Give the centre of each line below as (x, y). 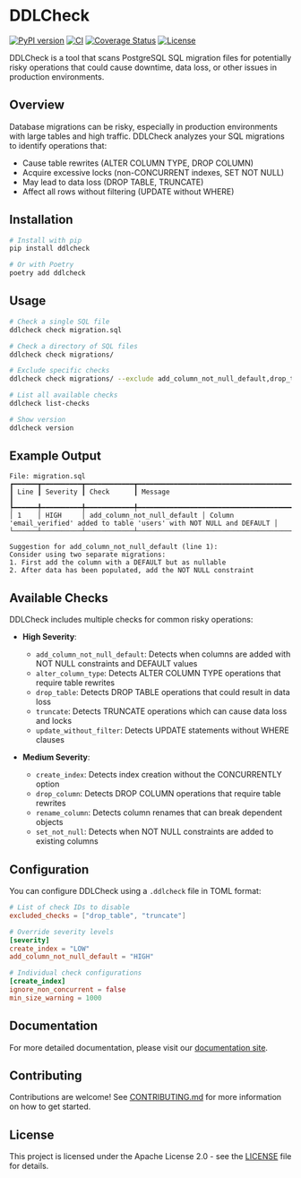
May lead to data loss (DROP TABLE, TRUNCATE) (113, 182)
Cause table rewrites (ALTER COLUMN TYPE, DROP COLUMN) (138, 163)
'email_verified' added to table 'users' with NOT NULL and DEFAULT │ (144, 524)
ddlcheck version (42, 428)
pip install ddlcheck (50, 249)
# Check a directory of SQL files (74, 346)
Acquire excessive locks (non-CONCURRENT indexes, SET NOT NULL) (153, 172)
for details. (29, 1166)
